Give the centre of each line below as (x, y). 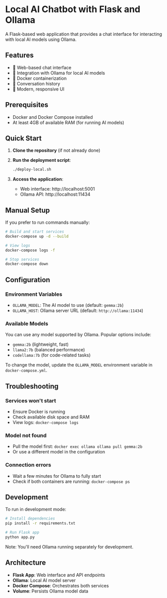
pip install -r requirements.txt (40, 523)
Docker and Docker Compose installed (53, 117)
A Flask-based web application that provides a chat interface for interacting (84, 34)
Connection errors (28, 465)
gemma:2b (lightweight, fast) (41, 344)
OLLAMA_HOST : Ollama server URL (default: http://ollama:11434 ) (78, 310)
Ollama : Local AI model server (44, 580)
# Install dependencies (30, 519)
